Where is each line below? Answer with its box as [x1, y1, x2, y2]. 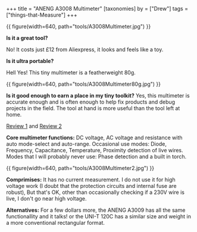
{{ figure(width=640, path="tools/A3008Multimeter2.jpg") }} [6, 165, 155, 171]
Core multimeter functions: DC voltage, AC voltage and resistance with [6, 134, 183, 141]
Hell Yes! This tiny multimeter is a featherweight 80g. [6, 69, 136, 76]
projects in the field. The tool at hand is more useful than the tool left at [6, 105, 180, 112]
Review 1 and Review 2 [6, 123, 62, 130]
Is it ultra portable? [6, 58, 54, 64]
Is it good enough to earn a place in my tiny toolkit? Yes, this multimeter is [6, 92, 190, 99]
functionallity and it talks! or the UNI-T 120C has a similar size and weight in [6, 213, 192, 220]
